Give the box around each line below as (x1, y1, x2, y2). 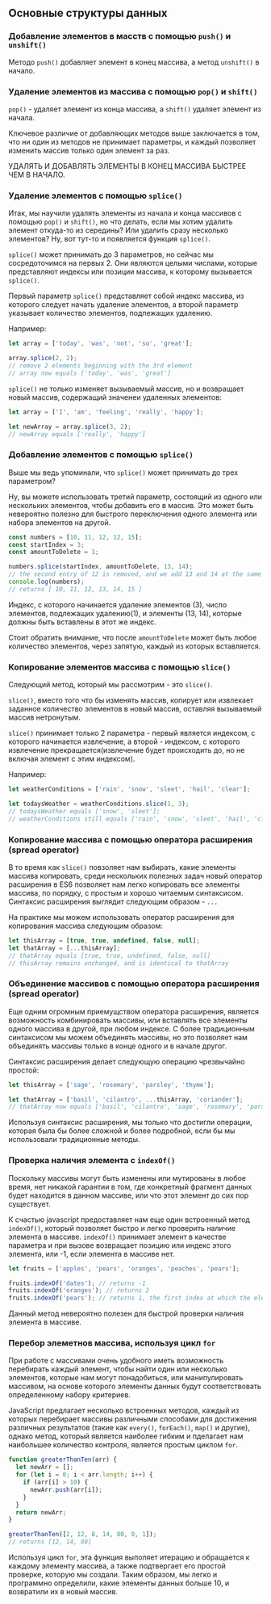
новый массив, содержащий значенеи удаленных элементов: (8, 392, 222, 402)
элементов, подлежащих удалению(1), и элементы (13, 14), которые (8, 608, 242, 618)
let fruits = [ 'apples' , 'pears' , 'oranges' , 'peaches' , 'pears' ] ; (8, 1264, 240, 1273)
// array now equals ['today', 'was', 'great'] (8, 369, 172, 377)
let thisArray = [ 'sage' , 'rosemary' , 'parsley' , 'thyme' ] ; (8, 1081, 215, 1089)
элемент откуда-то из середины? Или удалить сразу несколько (8, 225, 228, 235)
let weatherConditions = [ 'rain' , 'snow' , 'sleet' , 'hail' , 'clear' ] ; (8, 785, 251, 794)
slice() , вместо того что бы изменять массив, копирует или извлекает (8, 695, 254, 705)
